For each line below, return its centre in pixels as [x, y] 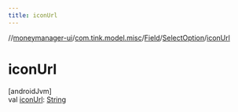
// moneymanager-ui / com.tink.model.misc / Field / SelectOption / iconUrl [119, 38]
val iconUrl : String [37, 99]
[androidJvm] [30, 91]
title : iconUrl [33, 15]
